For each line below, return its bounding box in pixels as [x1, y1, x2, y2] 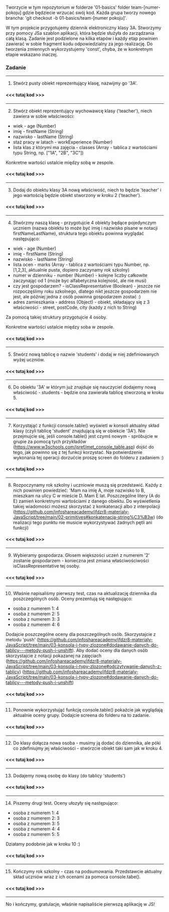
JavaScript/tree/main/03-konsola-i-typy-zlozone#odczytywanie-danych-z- [6, 664, 162, 670]
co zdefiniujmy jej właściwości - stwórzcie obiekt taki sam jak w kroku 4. [13, 745, 163, 751]
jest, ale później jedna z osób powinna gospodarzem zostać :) [13, 293, 141, 299]
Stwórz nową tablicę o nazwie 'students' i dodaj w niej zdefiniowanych [13, 351, 159, 357]
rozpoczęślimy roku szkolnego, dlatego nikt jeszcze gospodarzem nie [13, 288, 157, 294]
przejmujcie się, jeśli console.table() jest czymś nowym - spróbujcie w [13, 433, 158, 439]
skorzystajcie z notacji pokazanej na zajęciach [6, 653, 102, 659]
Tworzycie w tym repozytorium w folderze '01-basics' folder [6, 5, 130, 10]
